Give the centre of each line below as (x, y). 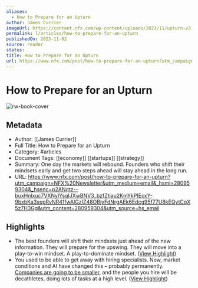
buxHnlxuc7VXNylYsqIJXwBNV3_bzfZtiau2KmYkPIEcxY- (84, 196)
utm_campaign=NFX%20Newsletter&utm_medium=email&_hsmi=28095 (102, 183)
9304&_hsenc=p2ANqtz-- (46, 189)
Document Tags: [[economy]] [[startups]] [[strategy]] (79, 158)
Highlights (26, 227)
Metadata (24, 125)
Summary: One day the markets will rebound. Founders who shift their (100, 164)
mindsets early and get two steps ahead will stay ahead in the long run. (101, 171)
